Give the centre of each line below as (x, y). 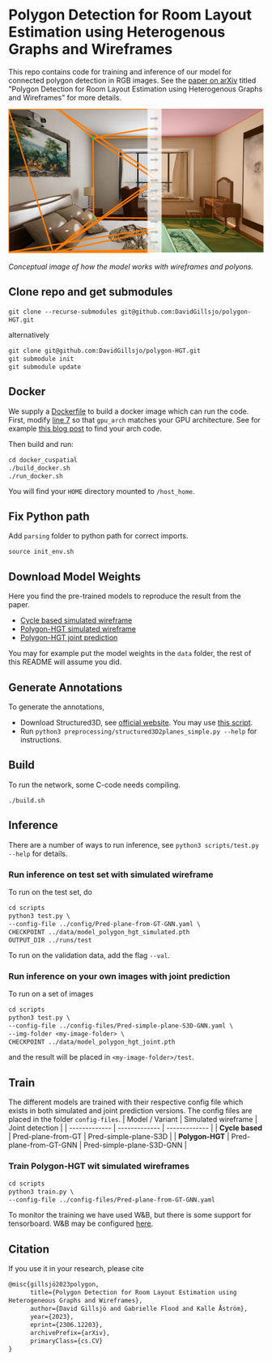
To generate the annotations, (57, 707)
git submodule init (41, 359)
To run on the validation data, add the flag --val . (89, 955)
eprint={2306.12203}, (66, 1325)
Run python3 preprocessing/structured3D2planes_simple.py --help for (138, 731)
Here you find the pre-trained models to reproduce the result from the (125, 596)
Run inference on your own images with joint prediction (119, 976)
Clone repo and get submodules (91, 292)
